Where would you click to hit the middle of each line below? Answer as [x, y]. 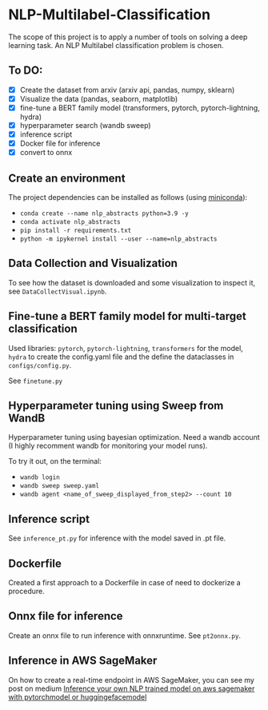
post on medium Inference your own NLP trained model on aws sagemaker [132, 688]
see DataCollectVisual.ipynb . [58, 291]
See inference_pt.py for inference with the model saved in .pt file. [117, 538]
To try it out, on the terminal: [55, 461]
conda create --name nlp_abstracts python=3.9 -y [104, 213]
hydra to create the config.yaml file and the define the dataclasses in [121, 357]
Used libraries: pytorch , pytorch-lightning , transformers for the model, [126, 348]
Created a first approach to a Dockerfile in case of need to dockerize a [125, 583]
